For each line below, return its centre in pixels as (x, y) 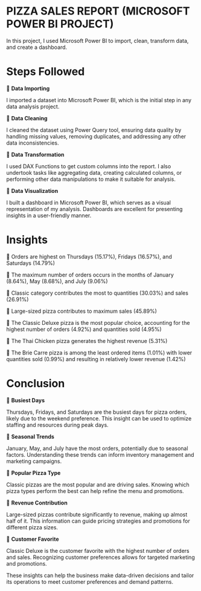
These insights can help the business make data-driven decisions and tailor (100, 575)
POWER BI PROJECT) (60, 24)
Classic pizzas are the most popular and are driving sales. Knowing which (98, 485)
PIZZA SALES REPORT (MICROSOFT (98, 11)
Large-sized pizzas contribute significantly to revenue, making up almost (97, 514)
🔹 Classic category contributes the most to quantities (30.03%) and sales (97, 293)
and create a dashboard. (37, 47)
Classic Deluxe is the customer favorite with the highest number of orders (98, 550)
